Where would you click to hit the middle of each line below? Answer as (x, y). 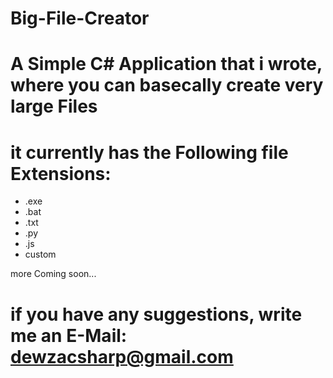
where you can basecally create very (167, 85)
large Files (54, 106)
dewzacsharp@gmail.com (122, 356)
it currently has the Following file (149, 152)
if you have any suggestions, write (156, 314)
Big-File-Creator (80, 18)
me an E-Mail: (69, 335)
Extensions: (61, 173)
